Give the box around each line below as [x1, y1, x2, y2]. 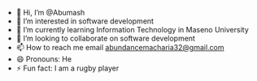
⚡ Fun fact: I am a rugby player [15, 63, 120, 73]
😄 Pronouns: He [15, 54, 72, 64]
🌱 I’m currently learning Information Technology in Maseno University [15, 25, 250, 34]
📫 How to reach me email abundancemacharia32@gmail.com [15, 43, 224, 52]
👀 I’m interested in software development [15, 16, 155, 26]
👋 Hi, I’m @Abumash [15, 8, 85, 17]
